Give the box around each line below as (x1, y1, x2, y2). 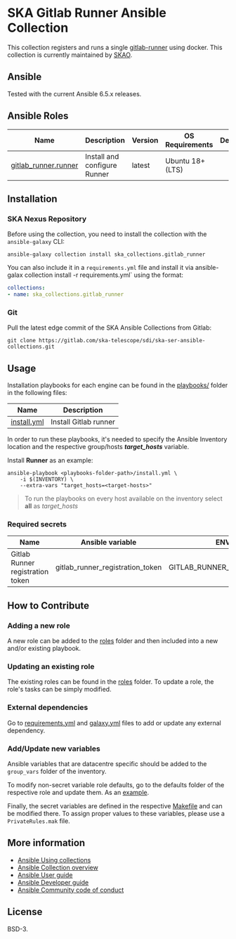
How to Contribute (7, 600, 90, 611)
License (7, 906, 43, 918)
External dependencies (7, 703, 88, 713)
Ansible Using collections (17, 855, 91, 864)
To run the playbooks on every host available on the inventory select (24, 494, 223, 503)
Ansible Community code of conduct (17, 886, 124, 894)
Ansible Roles (7, 110, 69, 122)
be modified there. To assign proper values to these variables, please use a (7, 809, 225, 817)
